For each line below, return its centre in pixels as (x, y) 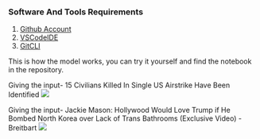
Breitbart (23, 128)
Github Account (45, 29)
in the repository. (36, 70)
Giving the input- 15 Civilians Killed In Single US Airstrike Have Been (119, 85)
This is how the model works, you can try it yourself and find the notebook (130, 61)
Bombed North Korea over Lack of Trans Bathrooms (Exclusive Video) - (125, 118)
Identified (24, 95)
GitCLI (30, 46)
